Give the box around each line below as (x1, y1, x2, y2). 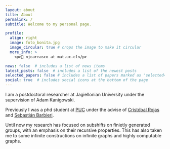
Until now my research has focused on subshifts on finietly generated (5, 122, 150, 128)
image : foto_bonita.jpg (10, 40, 60, 46)
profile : (5, 31, 24, 36)
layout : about (5, 7, 35, 13)
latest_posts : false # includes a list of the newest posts (5, 68, 137, 73)
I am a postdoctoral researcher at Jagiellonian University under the (5, 92, 145, 97)
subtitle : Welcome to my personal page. (5, 21, 92, 27)
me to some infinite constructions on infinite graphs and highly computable (5, 133, 162, 138)
